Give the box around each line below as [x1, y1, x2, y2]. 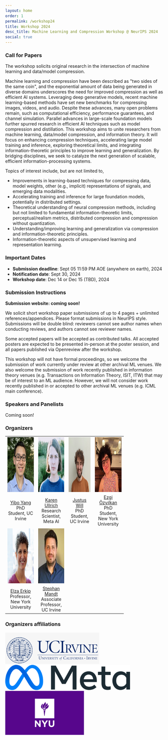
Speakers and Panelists [5, 401, 64, 408]
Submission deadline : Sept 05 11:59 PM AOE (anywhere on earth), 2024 [12, 266, 162, 272]
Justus [72, 497, 87, 503]
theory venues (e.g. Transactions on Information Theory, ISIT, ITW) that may [5, 372, 163, 378]
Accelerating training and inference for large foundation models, [12, 194, 145, 200]
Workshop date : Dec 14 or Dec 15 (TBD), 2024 [12, 276, 109, 282]
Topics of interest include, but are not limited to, [5, 168, 104, 174]
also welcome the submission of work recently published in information [5, 366, 153, 373]
